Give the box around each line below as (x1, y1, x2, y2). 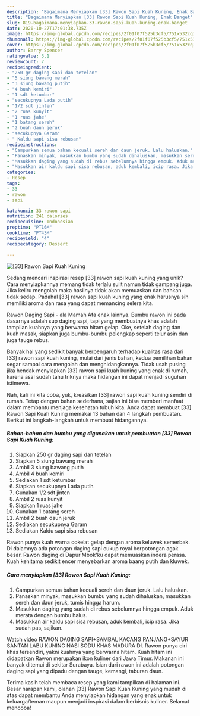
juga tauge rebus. (7, 336, 50, 343)
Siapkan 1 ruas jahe (15, 502, 63, 509)
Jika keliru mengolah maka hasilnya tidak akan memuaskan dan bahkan (7, 287, 182, 294)
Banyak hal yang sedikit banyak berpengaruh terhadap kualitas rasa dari (7, 348, 183, 355)
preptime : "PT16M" (7, 225, 52, 231)
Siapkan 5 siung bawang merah (15, 457, 93, 465)
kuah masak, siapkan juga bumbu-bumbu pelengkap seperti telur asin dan (7, 330, 188, 337)
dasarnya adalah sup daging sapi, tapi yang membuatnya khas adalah (7, 317, 177, 325)
